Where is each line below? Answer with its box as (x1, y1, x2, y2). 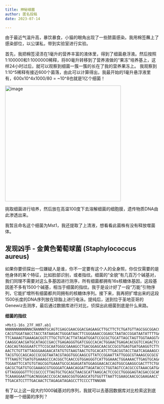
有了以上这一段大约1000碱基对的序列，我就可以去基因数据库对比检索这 (5, 387, 148, 394)
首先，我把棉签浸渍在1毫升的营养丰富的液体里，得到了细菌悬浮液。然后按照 (5, 51, 157, 57)
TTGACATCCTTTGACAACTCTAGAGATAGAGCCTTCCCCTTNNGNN (5, 379, 106, 383)
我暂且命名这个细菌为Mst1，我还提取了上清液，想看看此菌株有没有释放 (5, 223, 147, 228)
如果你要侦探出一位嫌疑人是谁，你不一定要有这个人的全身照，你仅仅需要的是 (5, 266, 159, 272)
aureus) (5, 252, 29, 261)
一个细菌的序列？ (13, 394, 48, 400)
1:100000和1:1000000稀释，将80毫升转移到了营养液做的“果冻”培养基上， (5, 57, 152, 63)
